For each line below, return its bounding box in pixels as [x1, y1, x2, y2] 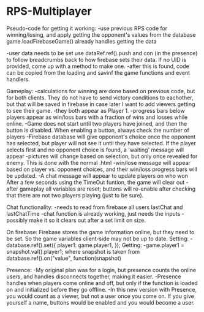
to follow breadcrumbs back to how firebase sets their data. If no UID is [6, 56, 187, 63]
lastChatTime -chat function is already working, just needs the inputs [6, 210, 181, 217]
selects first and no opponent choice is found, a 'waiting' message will [6, 146, 184, 153]
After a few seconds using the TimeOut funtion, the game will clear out [6, 178, 185, 186]
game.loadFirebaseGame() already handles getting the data [6, 37, 157, 45]
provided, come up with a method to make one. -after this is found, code [6, 63, 190, 70]
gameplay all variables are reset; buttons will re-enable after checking [19, 185, 196, 192]
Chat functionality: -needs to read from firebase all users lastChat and [6, 204, 183, 211]
